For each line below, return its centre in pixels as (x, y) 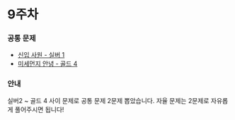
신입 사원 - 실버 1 (41, 55)
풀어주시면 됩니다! (39, 109)
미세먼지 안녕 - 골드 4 (47, 64)
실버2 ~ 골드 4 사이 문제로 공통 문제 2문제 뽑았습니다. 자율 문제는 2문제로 (108, 100)
